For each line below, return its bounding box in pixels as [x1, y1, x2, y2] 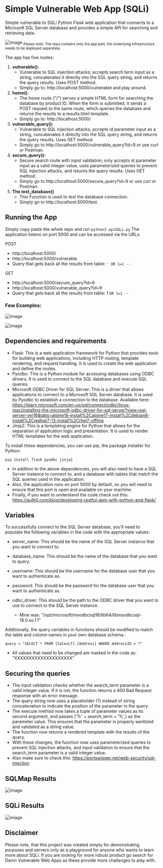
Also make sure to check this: [12, 755, 72, 761]
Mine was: [19, 612, 40, 618]
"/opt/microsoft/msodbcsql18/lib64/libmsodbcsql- [41, 612, 142, 618]
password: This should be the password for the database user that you [12, 583, 154, 589]
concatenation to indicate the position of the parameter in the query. [12, 703, 149, 709]
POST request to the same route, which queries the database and [19, 105, 151, 111]
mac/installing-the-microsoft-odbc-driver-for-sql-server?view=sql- [12, 407, 147, 413]
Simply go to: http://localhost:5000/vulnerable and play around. [19, 85, 147, 90]
